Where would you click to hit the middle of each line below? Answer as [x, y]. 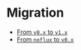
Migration [35, 13]
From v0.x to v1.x [42, 32]
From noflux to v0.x [45, 39]
